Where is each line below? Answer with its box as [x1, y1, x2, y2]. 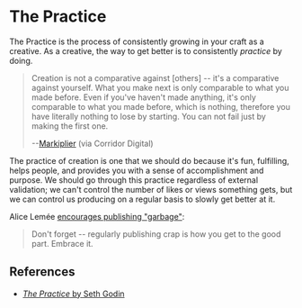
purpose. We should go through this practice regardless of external [9, 174, 259, 186]
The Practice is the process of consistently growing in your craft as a [9, 36, 265, 47]
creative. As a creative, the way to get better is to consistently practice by [9, 45, 283, 56]
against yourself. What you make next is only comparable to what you [31, 82, 289, 93]
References [9, 264, 75, 280]
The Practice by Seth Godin [22, 288, 125, 299]
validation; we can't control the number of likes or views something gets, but [9, 184, 293, 195]
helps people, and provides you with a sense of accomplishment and [9, 165, 264, 176]
